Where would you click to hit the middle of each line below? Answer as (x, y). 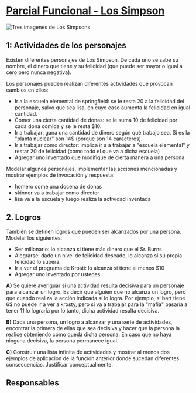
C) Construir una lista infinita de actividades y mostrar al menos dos (88, 352)
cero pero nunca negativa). (39, 72)
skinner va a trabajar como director (57, 193)
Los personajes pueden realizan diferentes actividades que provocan (89, 83)
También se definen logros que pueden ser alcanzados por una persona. (94, 231)
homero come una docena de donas (58, 186)
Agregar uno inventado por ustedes (57, 274)
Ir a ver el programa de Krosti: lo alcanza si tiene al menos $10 (90, 268)
